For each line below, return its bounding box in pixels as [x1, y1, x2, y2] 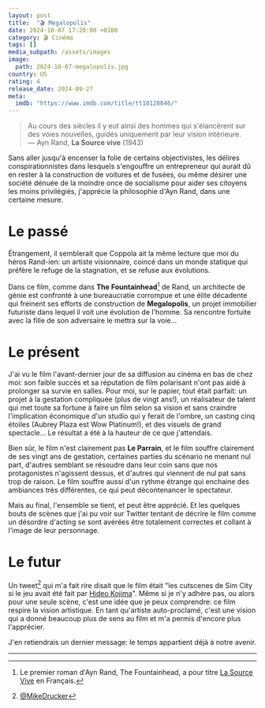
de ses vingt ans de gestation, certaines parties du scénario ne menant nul [8, 451, 251, 461]
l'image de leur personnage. [8, 525, 100, 535]
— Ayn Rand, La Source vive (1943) [27, 138, 144, 147]
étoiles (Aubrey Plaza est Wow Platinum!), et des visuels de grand [8, 419, 222, 429]
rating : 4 [8, 77, 41, 85]
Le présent [8, 343, 80, 361]
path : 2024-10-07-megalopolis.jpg [15, 63, 129, 71]
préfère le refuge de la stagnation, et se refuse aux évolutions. [8, 266, 211, 275]
